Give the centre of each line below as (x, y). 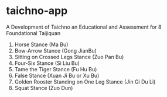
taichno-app (37, 11)
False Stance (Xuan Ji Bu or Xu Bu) (57, 75)
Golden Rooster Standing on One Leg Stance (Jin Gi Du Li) (85, 82)
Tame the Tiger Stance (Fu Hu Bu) (56, 69)
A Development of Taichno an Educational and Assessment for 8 (84, 27)
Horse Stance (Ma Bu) (41, 44)
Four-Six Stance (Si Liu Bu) (47, 63)
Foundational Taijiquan (33, 33)
